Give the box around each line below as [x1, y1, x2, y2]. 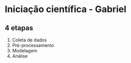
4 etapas [5, 24, 34, 32]
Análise [12, 53, 28, 59]
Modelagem [12, 48, 38, 53]
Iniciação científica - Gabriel [5, 4, 126, 15]
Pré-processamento [12, 42, 54, 48]
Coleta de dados [12, 37, 47, 43]
